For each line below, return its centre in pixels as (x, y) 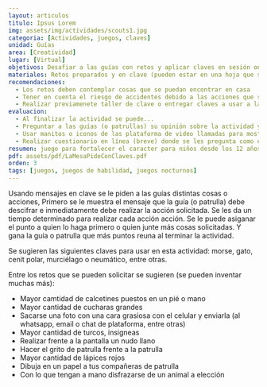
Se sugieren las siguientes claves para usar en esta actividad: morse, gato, (130, 251)
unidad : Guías (32, 45)
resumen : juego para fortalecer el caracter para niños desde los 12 (126, 149)
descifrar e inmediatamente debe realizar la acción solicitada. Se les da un (130, 210)
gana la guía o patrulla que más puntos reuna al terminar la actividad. (121, 236)
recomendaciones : (37, 82)
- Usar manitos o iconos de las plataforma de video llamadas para (130, 134)
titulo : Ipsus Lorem (43, 23)
